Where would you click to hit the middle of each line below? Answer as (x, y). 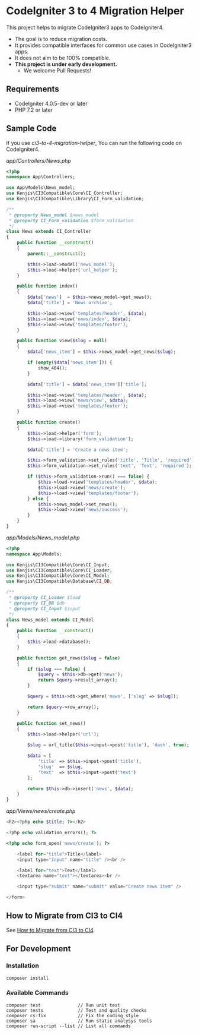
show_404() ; (52, 368)
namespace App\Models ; (34, 554)
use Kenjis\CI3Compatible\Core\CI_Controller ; (65, 193)
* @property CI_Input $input (45, 608)
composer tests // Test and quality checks (76, 1010)
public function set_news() (51, 723)
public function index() (47, 286)
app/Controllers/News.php (38, 160)
